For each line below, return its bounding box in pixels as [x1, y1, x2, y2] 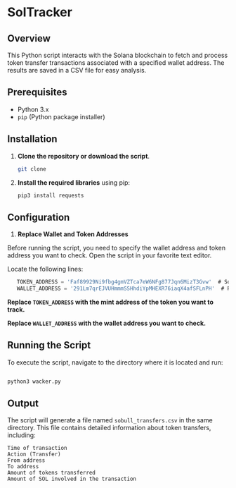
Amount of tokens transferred [7, 470, 96, 477]
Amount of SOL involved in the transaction [7, 475, 137, 483]
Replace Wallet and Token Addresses [17, 230, 129, 238]
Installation [7, 133, 58, 145]
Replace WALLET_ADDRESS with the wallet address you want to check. [7, 319, 206, 327]
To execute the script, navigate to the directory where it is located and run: [7, 358, 223, 367]
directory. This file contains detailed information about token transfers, [7, 424, 211, 432]
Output [7, 398, 39, 410]
